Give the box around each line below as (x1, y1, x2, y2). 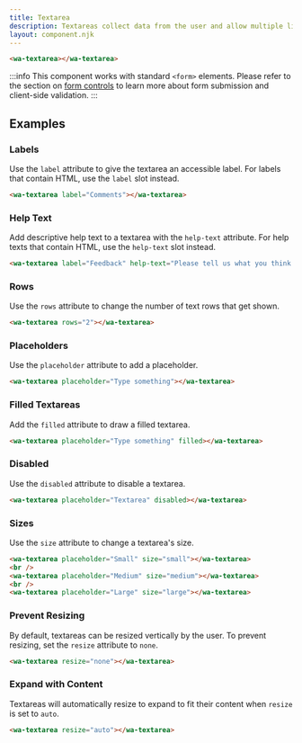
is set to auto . (9, 708, 60, 719)
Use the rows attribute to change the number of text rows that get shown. (9, 300, 280, 311)
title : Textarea (9, 13, 70, 22)
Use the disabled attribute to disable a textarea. (9, 478, 186, 488)
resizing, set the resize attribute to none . (9, 640, 159, 650)
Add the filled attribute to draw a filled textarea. (9, 419, 191, 430)
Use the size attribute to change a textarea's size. (9, 537, 195, 548)
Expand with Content (9, 678, 103, 691)
